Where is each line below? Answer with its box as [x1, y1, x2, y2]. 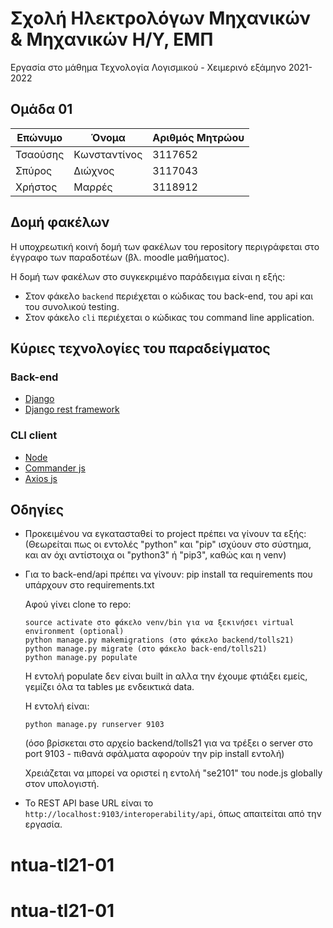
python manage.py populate [24, 653, 138, 663]
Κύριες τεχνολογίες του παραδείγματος [10, 340, 271, 357]
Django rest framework [24, 403, 120, 416]
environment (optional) [24, 627, 125, 637]
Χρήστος [15, 180, 58, 194]
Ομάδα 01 [10, 101, 73, 118]
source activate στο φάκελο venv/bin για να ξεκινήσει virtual [24, 618, 295, 628]
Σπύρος [15, 163, 53, 177]
